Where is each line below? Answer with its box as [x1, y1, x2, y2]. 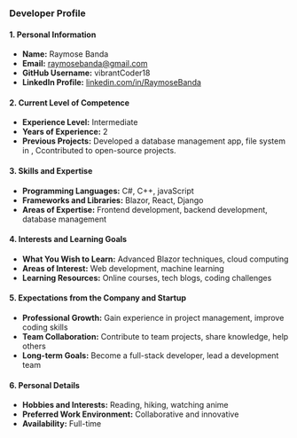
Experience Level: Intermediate [21, 117, 138, 128]
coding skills [21, 322, 68, 332]
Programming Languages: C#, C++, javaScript [21, 185, 195, 196]
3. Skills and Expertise [9, 165, 93, 176]
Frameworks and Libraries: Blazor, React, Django [21, 194, 204, 206]
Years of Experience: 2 [21, 127, 108, 137]
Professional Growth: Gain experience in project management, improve [21, 312, 285, 323]
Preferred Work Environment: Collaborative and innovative [21, 409, 239, 419]
